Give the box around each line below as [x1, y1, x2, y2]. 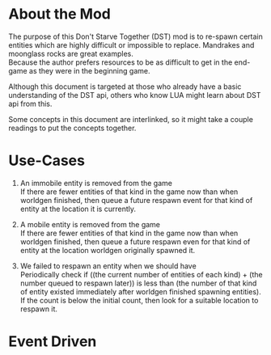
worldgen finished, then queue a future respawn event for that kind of [19, 195, 253, 205]
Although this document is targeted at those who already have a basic [8, 82, 242, 91]
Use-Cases [8, 151, 85, 170]
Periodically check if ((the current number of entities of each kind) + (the [19, 269, 263, 279]
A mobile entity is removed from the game [19, 219, 160, 229]
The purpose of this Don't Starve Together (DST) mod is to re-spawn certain [8, 32, 263, 41]
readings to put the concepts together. [8, 123, 137, 133]
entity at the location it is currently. [19, 204, 136, 213]
